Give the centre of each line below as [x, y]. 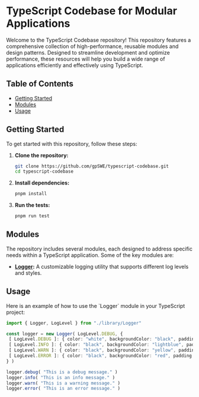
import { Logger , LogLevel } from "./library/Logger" [74, 323]
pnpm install [31, 194]
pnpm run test [32, 216]
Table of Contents [40, 84]
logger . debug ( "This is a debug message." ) [62, 372]
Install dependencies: [42, 183]
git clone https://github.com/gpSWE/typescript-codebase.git [92, 166]
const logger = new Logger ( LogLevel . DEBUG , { [65, 334]
